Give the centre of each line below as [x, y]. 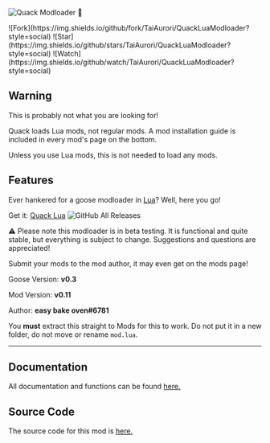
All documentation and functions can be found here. [94, 387]
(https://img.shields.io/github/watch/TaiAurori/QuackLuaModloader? [121, 62]
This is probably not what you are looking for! [84, 115]
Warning [30, 96]
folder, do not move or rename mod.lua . [73, 334]
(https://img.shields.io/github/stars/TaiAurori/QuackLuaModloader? [120, 45]
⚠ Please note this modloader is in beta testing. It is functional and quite [128, 231]
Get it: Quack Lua [37, 215]
